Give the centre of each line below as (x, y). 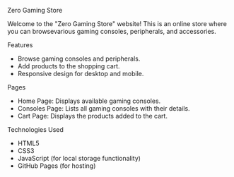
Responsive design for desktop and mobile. (81, 74)
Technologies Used (35, 129)
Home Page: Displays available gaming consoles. (89, 101)
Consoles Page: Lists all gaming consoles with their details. (104, 108)
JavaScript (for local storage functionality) (79, 158)
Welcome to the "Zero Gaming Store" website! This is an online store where (117, 24)
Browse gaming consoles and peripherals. (79, 59)
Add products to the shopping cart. (69, 66)
